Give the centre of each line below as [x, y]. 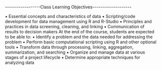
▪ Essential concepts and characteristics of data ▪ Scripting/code [70, 16]
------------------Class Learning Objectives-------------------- [68, 7]
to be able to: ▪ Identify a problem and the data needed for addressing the [79, 37]
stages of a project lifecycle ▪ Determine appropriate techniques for [73, 57]
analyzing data [20, 63]
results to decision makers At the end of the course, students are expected [80, 32]
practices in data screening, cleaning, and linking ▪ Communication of [75, 27]
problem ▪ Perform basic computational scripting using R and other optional [81, 42]
